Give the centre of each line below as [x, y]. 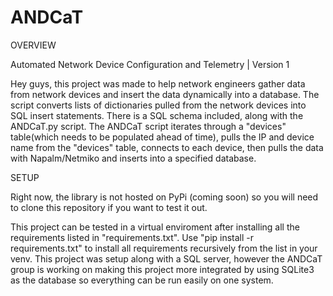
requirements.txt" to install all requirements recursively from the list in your [164, 248]
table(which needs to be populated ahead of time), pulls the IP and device [162, 137]
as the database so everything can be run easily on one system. [142, 280]
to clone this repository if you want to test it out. [109, 207]
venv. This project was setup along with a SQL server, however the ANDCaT [166, 258]
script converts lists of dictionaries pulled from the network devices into [158, 105]
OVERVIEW [33, 45]
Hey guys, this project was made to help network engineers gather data [158, 83]
